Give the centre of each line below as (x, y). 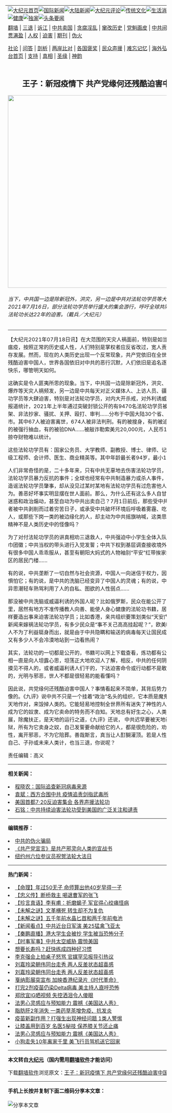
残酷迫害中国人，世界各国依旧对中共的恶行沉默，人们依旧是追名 (85, 363)
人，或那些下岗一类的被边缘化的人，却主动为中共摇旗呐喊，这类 (85, 517)
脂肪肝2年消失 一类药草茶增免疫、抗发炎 (63, 1011)
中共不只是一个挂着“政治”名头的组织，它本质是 (102, 696)
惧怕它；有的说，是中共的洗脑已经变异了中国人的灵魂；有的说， (85, 581)
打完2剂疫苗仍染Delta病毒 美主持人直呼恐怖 (67, 988)
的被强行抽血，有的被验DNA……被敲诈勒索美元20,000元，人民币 (86, 429)
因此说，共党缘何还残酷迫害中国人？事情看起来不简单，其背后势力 (88, 689)
